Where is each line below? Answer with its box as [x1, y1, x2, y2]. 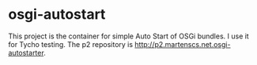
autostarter [8, 48, 44, 57]
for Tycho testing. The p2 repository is [8, 39, 133, 49]
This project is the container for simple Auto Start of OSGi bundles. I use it [8, 31, 249, 41]
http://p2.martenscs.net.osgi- [134, 39, 231, 49]
